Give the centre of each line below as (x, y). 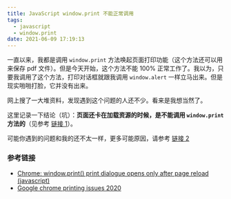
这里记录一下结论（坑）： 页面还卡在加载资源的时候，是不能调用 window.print (115, 115)
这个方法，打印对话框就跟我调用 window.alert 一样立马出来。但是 (130, 77)
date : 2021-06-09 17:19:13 (46, 39)
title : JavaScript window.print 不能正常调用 (71, 13)
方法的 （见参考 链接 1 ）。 (42, 124)
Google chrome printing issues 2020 (69, 188)
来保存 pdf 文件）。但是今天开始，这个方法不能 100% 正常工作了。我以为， (113, 68)
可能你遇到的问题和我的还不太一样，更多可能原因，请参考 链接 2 (98, 138)
